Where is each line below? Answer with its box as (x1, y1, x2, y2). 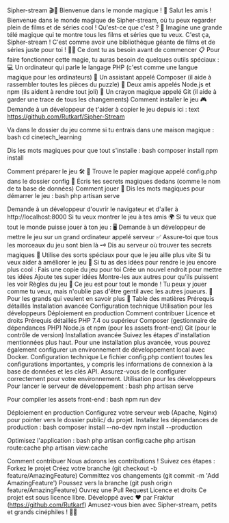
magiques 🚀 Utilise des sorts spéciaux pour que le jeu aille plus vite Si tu (7, 251, 211, 259)
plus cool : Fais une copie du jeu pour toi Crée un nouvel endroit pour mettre (7, 265, 222, 273)
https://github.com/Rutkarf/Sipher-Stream (7, 112, 125, 121)
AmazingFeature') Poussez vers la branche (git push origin (7, 479, 172, 487)
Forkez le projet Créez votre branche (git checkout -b (7, 464, 157, 472)
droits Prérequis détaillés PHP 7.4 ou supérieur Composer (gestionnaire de (7, 317, 217, 324)
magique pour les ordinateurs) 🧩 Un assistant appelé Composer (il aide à (7, 73, 212, 81)
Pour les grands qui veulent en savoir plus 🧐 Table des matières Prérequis (7, 295, 215, 302)
